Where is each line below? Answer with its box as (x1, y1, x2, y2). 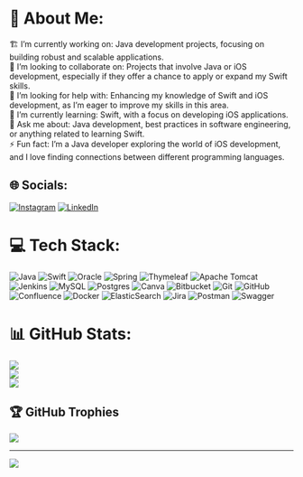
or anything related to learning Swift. (9, 128, 145, 139)
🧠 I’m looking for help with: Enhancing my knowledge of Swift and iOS (9, 89, 269, 100)
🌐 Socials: (9, 178, 69, 193)
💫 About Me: (9, 8, 105, 29)
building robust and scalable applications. (9, 51, 164, 62)
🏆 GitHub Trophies (9, 405, 120, 420)
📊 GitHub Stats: (9, 323, 133, 344)
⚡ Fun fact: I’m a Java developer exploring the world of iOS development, (9, 138, 281, 149)
